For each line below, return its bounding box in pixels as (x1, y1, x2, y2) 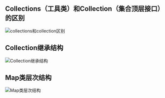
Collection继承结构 (5, 44, 63, 52)
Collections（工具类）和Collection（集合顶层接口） (5, 4, 161, 13)
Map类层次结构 (5, 73, 52, 82)
